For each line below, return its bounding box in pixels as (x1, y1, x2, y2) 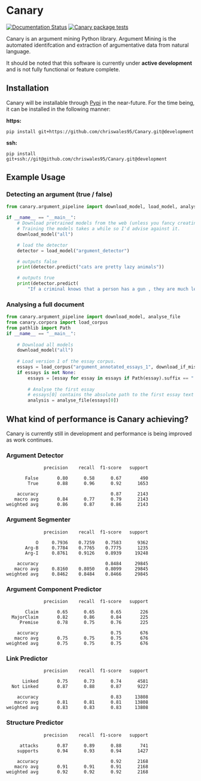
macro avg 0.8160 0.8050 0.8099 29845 (14, 566, 148, 572)
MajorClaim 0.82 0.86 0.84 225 (11, 614, 148, 620)
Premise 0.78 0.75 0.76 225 (19, 619, 148, 625)
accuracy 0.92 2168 (17, 758, 148, 764)
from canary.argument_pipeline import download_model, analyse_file (6, 314, 181, 320)
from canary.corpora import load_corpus (6, 319, 109, 325)
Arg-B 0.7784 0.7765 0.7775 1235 (25, 545, 148, 551)
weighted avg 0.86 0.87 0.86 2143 (6, 502, 148, 508)
